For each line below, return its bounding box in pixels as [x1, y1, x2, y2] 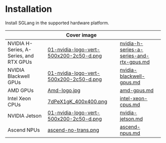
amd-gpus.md [120, 87, 154, 94]
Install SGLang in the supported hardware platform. [5, 20, 110, 26]
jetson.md [120, 115, 143, 122]
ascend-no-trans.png [47, 126, 99, 133]
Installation [5, 3, 52, 15]
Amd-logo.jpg [47, 87, 81, 94]
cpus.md [120, 101, 140, 108]
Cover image [66, 31, 97, 38]
